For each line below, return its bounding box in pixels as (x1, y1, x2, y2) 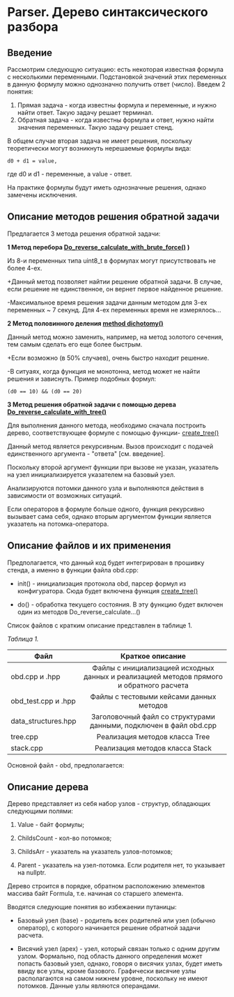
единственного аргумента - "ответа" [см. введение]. (7, 449, 165, 457)
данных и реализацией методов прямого (83, 671, 223, 681)
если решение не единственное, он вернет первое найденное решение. (7, 284, 224, 293)
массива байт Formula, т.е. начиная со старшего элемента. (7, 890, 183, 898)
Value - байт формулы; (17, 821, 85, 829)
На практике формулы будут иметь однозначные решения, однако (7, 183, 207, 192)
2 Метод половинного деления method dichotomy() (7, 319, 164, 328)
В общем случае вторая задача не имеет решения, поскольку (7, 137, 193, 145)
